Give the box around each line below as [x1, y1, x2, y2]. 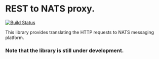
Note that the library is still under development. [5, 47, 124, 54]
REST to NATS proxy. [5, 3, 95, 14]
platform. [5, 34, 24, 40]
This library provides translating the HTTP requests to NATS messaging [5, 29, 154, 35]
